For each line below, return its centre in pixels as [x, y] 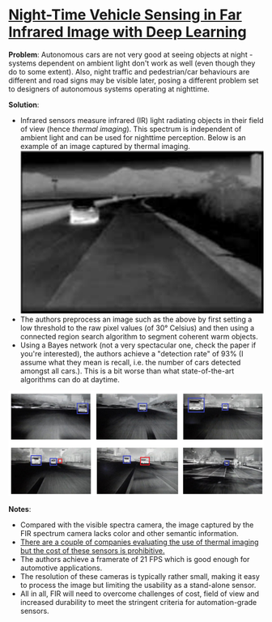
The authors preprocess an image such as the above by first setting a [136, 319]
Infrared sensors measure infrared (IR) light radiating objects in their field [142, 120]
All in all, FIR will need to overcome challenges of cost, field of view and [140, 594]
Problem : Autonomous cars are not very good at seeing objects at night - [131, 54]
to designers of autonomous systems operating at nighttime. [109, 89]
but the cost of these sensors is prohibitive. [92, 551]
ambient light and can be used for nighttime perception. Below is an [133, 137]
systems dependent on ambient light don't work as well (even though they [132, 63]
